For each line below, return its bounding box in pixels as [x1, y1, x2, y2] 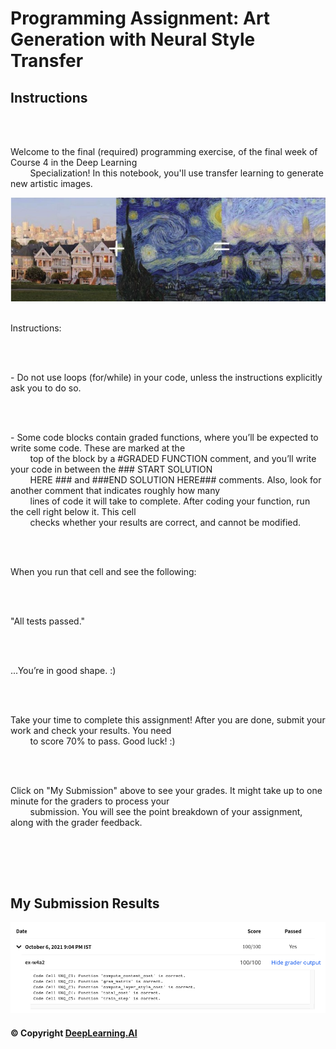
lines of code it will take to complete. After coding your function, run [29, 495, 311, 507]
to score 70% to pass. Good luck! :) [29, 735, 176, 747]
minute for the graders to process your [10, 795, 170, 807]
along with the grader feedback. [10, 817, 143, 829]
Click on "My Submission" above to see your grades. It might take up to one [10, 785, 323, 797]
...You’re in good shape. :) [10, 665, 117, 677]
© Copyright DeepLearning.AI [10, 1027, 138, 1039]
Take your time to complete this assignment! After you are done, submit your [10, 714, 326, 726]
